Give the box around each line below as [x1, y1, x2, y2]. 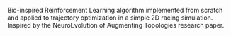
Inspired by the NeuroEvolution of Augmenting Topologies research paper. [7, 21, 225, 29]
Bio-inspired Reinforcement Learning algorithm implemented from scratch [7, 6, 223, 14]
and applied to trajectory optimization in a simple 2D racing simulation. [7, 13, 213, 22]
